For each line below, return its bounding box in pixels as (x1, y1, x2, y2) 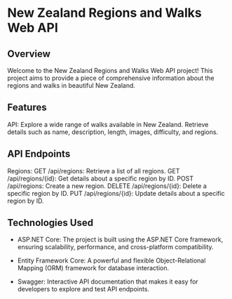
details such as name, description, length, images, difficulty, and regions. (7, 128, 219, 136)
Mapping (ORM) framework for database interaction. (17, 264, 170, 272)
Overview (7, 48, 51, 60)
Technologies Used (7, 217, 93, 229)
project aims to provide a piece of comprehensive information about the (7, 74, 215, 82)
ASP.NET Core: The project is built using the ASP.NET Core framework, (17, 235, 224, 244)
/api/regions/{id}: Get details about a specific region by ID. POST (7, 174, 194, 182)
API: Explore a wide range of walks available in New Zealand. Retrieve (7, 120, 209, 128)
